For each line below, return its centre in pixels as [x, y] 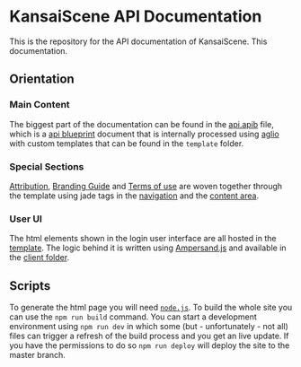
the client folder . [40, 258]
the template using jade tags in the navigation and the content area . [134, 196]
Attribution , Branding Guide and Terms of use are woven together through [146, 186]
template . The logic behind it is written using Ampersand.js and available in [148, 248]
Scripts [30, 286]
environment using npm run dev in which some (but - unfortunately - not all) [149, 327]
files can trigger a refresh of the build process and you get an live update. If [149, 336]
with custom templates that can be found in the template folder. [127, 143]
